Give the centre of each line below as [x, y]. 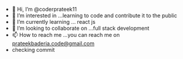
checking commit [33, 50]
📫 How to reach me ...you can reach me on [66, 35]
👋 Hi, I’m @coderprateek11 [44, 9]
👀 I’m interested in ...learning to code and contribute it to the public [94, 15]
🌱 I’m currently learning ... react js [54, 22]
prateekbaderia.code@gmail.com [53, 44]
